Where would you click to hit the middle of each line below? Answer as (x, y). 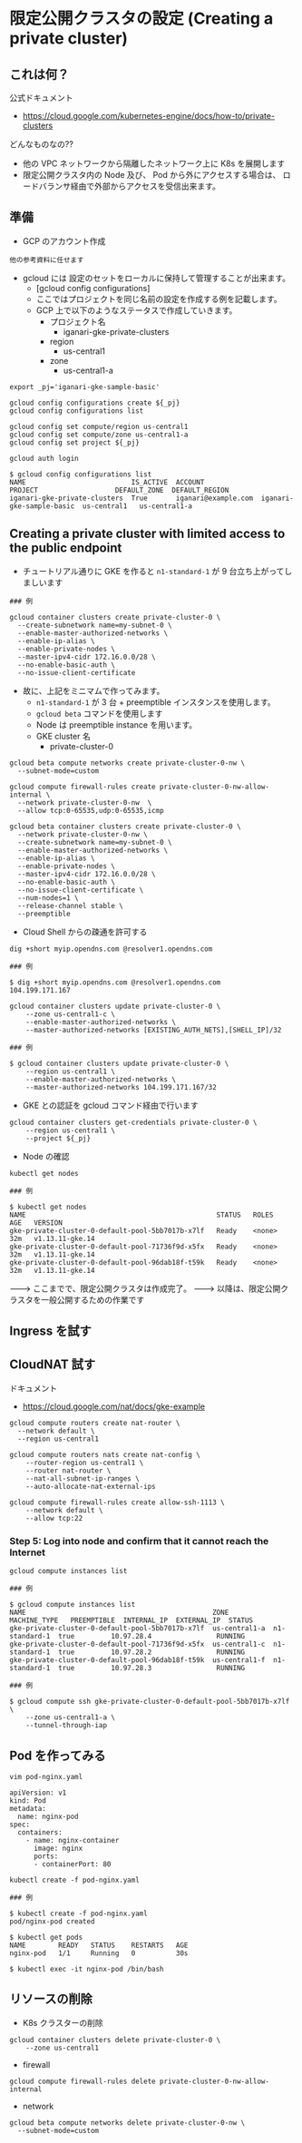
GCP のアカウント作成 (64, 240)
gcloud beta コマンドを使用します (99, 713)
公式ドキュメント (41, 98)
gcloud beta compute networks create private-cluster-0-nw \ (127, 763)
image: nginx (58, 1848)
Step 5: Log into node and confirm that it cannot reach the (139, 1541)
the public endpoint (66, 548)
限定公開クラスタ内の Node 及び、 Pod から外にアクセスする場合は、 (151, 175)
